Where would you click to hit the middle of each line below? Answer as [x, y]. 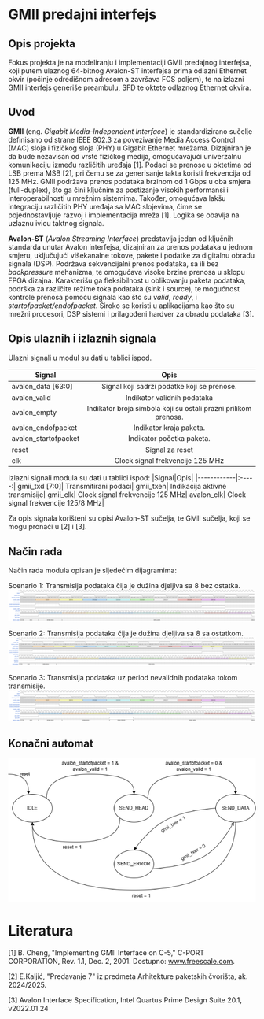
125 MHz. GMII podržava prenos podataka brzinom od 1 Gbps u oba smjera [130, 181]
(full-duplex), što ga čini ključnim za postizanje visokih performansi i [119, 190]
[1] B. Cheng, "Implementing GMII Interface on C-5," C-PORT [106, 953]
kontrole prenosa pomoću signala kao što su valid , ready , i [103, 297]
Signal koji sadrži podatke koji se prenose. [169, 387]
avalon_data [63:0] [42, 387]
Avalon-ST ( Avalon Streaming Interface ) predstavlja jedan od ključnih [121, 239]
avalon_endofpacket [44, 428]
